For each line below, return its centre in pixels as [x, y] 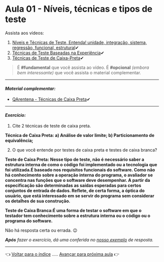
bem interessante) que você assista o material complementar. [79, 72]
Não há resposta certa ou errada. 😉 [41, 230]
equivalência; [19, 141]
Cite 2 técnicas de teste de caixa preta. [51, 126]
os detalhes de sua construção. [38, 201]
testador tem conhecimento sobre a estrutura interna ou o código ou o [78, 216]
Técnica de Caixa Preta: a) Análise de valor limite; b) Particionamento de [80, 135]
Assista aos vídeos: [25, 33]
